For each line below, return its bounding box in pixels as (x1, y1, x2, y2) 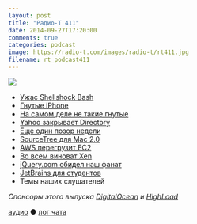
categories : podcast (8, 41, 77, 49)
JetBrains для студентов (19, 168, 101, 177)
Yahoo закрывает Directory (19, 117, 111, 127)
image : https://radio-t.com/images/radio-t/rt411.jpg (8, 48, 190, 56)
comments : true (8, 33, 59, 42)
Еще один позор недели (19, 126, 101, 135)
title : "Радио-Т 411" (8, 19, 80, 27)
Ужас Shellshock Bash (19, 92, 94, 101)
